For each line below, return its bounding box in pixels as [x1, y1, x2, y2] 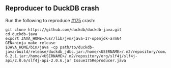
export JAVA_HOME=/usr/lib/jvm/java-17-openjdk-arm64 [5, 36, 122, 41]
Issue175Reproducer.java [73, 58, 126, 63]
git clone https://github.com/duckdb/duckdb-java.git [5, 27, 122, 32]
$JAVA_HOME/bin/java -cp [5, 45, 58, 50]
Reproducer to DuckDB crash [5, 4, 99, 13]
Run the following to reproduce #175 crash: [5, 17, 96, 23]
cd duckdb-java [5, 31, 38, 37]
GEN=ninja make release [5, 40, 56, 45]
